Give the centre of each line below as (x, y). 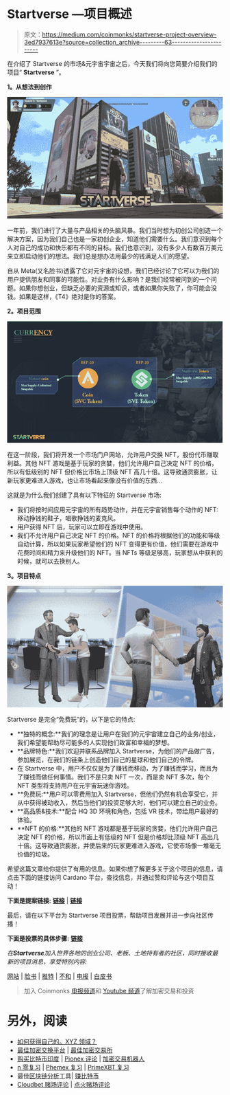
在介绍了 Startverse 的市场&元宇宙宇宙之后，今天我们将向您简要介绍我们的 (112, 63)
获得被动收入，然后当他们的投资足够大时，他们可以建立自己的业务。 (125, 803)
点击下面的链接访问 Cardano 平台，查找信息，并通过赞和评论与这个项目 (108, 878)
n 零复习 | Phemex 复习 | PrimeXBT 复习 (73, 1067)
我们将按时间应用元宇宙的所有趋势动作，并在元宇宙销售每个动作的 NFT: (118, 510)
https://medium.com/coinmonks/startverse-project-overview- (129, 34)
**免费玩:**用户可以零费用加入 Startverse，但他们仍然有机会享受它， (114, 794)
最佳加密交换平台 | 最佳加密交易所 (65, 1050)
